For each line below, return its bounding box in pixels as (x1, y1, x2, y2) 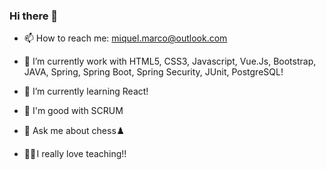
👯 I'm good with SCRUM (23, 105, 124, 117)
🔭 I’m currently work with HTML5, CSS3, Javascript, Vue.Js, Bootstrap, (23, 55, 317, 68)
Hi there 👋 (9, 9, 59, 23)
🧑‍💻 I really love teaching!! (23, 148, 127, 160)
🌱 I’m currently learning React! (23, 85, 149, 98)
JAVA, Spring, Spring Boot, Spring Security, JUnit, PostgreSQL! (23, 66, 284, 78)
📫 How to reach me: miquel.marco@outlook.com (23, 32, 228, 44)
